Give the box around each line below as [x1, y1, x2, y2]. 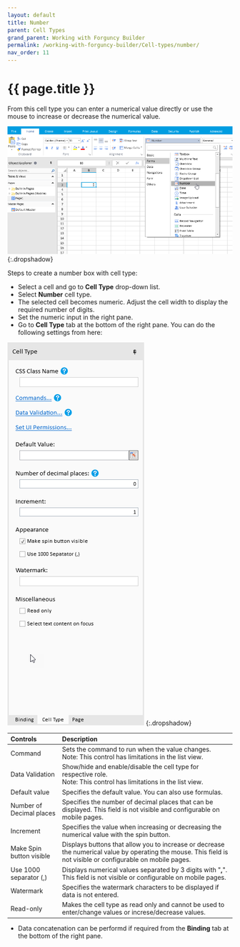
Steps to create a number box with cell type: [7, 269, 138, 278]
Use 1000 [10, 865, 41, 874]
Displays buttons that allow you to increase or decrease [61, 840, 225, 849]
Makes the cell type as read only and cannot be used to [61, 901, 225, 909]
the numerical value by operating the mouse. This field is [61, 848, 229, 856]
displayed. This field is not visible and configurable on [61, 805, 220, 813]
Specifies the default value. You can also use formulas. [61, 788, 223, 796]
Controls [10, 734, 37, 743]
